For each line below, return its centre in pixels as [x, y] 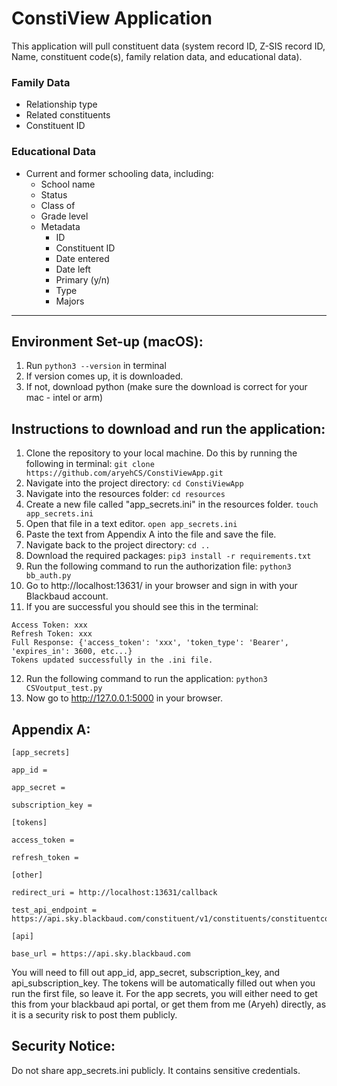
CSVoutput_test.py [64, 688]
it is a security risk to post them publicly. [94, 1014]
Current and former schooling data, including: [119, 173]
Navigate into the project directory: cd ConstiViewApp [134, 483]
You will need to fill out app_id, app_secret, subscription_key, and [146, 972]
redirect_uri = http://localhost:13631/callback [114, 892]
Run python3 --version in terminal [96, 366]
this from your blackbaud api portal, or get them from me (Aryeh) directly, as [169, 1004]
